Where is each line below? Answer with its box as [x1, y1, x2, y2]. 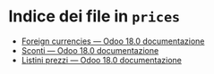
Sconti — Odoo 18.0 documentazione [21, 45, 159, 55]
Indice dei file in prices [8, 6, 181, 27]
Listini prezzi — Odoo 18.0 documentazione [21, 54, 183, 65]
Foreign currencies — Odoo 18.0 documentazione [21, 36, 205, 46]
